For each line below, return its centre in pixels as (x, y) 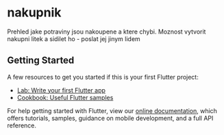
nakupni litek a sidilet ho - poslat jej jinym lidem (74, 38)
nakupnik (34, 13)
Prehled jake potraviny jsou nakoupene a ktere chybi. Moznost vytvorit (107, 32)
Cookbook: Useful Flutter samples (65, 97)
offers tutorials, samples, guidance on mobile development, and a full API (110, 118)
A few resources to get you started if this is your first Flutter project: (103, 77)
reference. (22, 125)
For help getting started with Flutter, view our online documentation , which (112, 110)
